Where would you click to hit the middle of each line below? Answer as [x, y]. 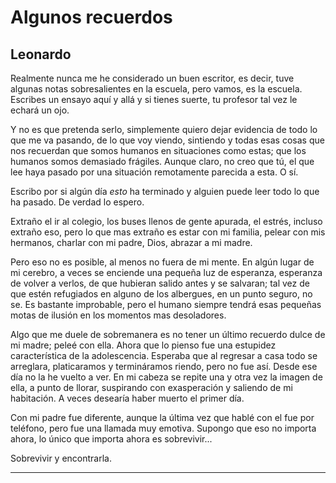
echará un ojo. [40, 110]
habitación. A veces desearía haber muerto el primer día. [127, 398]
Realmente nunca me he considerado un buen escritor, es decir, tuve [152, 78]
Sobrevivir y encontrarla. [61, 458]
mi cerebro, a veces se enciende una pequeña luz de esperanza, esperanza [166, 272]
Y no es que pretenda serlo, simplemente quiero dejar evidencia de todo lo [164, 129]
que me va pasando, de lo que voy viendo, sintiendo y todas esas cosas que [167, 140]
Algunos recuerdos [91, 17]
